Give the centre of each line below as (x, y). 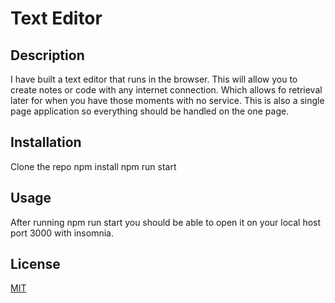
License (35, 264)
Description (47, 55)
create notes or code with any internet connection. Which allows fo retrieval (166, 90)
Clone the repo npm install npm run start (93, 166)
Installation (46, 142)
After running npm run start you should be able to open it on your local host (166, 222)
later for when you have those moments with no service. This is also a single (167, 100)
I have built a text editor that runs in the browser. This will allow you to (154, 79)
